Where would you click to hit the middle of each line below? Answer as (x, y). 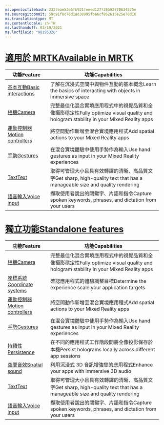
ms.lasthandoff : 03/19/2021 (34, 28)
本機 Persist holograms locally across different (103, 349)
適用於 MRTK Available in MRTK (69, 58)
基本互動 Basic (24, 87)
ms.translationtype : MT (29, 19)
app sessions (66, 356)
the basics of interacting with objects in (95, 90)
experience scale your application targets (98, 287)
